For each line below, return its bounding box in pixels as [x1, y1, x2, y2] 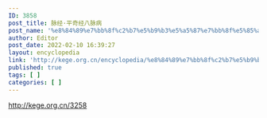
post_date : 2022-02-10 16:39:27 [8, 41, 115, 49]
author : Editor [8, 33, 59, 42]
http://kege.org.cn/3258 [8, 100, 87, 110]
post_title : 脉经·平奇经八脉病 [8, 19, 103, 27]
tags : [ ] [8, 71, 41, 79]
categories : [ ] [8, 78, 62, 86]
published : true [8, 64, 62, 72]
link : [8, 57, 26, 65]
